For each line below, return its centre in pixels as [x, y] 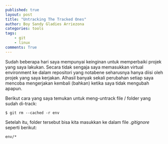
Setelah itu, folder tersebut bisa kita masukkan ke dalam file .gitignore [77, 122]
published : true [22, 10]
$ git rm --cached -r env [32, 113]
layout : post [19, 15]
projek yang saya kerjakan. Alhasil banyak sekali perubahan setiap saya [79, 78]
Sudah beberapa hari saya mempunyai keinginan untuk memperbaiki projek [83, 61]
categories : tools [24, 29]
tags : [11, 33]
